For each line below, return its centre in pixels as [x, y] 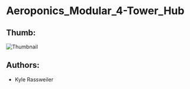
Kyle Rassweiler [34, 79]
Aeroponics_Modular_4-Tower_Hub [95, 11]
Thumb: [21, 33]
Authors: [23, 65]
